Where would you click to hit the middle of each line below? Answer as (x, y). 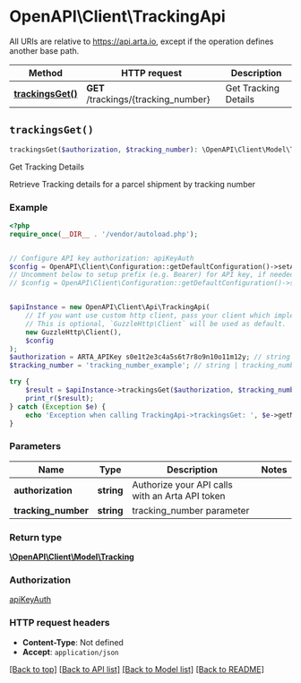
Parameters (35, 446)
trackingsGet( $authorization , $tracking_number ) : (104, 150)
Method (45, 73)
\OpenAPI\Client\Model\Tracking (72, 557)
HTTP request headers (60, 623)
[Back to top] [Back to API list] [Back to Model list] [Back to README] (137, 669)
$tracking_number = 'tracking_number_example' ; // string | (124, 366)
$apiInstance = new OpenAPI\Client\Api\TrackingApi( (110, 307)
